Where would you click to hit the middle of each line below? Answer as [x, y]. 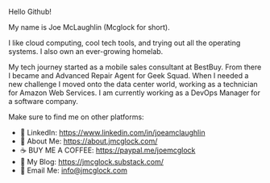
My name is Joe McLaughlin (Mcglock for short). [89, 27]
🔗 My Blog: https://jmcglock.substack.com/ [91, 162]
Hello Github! [30, 12]
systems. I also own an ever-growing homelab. [86, 51]
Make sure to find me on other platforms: [76, 117]
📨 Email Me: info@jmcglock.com [73, 170]
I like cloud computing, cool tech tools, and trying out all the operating [125, 43]
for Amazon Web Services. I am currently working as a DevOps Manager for [134, 93]
